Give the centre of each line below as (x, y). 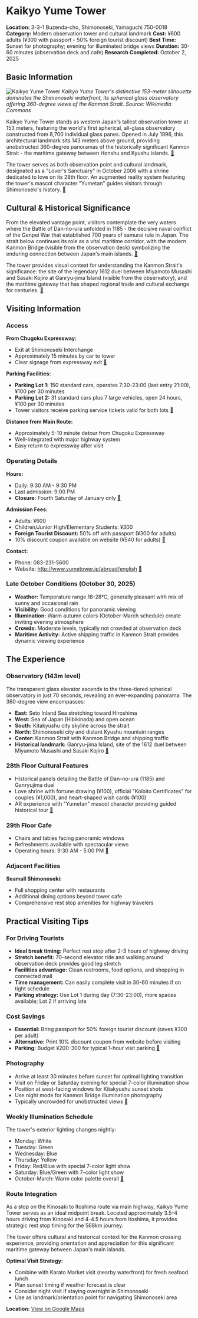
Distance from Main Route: (39, 422)
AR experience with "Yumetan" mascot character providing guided (95, 803)
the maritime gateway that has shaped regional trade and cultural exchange (98, 284)
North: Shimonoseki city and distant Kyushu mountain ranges (90, 732)
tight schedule (32, 989)
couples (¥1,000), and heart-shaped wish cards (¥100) (80, 797)
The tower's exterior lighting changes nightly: (61, 1129)
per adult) (27, 1036)
